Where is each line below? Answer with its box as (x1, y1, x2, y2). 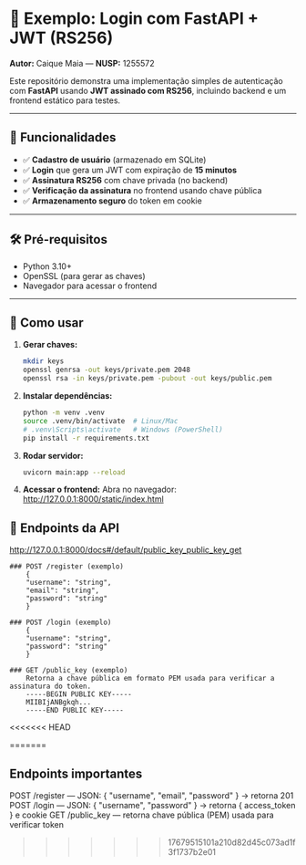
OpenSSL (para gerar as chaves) (22, 270, 146, 281)
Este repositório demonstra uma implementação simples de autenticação (9, 75, 284, 86)
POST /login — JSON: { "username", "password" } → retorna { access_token (9, 800, 296, 810)
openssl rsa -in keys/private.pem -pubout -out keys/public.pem (22, 374, 272, 383)
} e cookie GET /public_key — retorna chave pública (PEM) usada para (9, 809, 275, 820)
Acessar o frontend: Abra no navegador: (22, 484, 178, 495)
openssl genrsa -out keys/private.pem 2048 (22, 365, 191, 375)
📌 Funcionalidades (9, 130, 117, 145)
